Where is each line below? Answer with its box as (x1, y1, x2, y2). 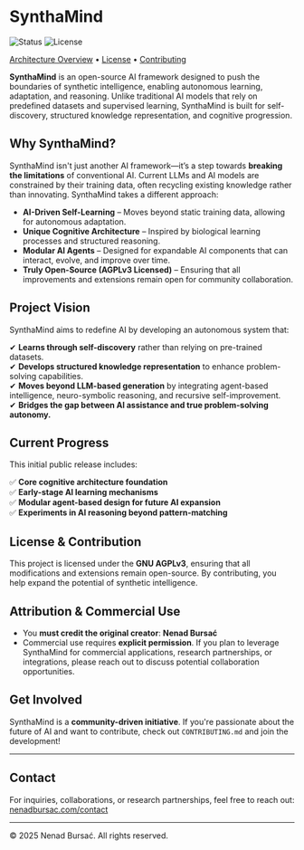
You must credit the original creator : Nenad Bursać (22, 627, 218, 638)
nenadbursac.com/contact (9, 804, 109, 815)
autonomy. (9, 409, 52, 420)
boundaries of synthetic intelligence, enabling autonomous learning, (9, 81, 263, 91)
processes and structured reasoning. (22, 235, 161, 246)
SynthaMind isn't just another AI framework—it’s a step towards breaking (9, 160, 283, 171)
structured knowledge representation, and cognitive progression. (49, 110, 292, 120)
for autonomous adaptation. (22, 215, 127, 227)
